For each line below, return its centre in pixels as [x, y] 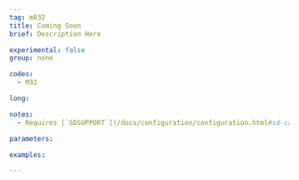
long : [19, 98]
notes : [21, 114]
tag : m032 [28, 17]
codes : [21, 74]
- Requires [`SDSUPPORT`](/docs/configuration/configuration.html [143, 122]
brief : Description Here [55, 34]
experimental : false [48, 50]
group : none [31, 59]
